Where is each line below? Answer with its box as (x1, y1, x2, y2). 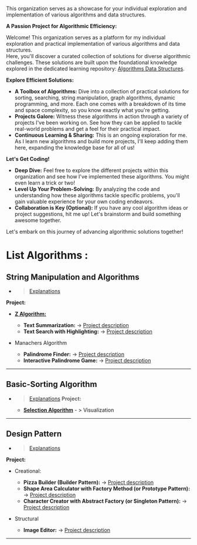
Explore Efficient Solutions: (6, 76, 74, 83)
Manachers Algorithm (14, 339, 67, 346)
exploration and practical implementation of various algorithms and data (6, 41, 180, 47)
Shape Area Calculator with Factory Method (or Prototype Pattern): (23, 485, 191, 492)
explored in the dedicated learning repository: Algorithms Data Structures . (6, 65, 185, 72)
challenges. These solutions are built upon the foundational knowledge (6, 59, 178, 66)
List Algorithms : (6, 249, 89, 262)
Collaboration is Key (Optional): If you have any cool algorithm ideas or (14, 204, 189, 211)
